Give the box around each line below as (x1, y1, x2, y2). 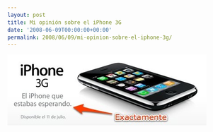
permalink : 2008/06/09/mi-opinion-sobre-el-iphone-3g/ (7, 34, 173, 41)
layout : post (7, 11, 46, 18)
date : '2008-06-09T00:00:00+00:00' (7, 26, 113, 33)
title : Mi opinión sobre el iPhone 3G (7, 18, 122, 26)
